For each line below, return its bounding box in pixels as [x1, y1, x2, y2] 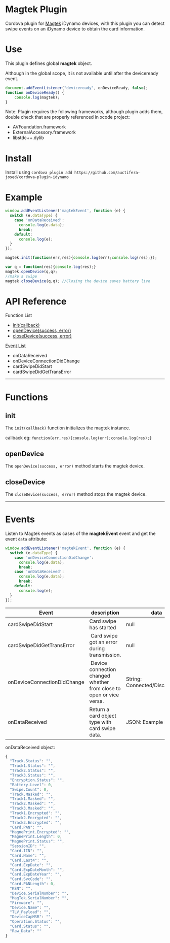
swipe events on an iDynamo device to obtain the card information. [5, 25, 145, 31]
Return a [89, 705, 110, 713]
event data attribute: [5, 536, 48, 542]
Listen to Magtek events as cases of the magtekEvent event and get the [5, 530, 156, 536]
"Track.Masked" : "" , [10, 792, 53, 797]
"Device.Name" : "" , [10, 905, 51, 910]
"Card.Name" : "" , [10, 853, 47, 858]
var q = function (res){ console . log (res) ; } [5, 264, 96, 270]
